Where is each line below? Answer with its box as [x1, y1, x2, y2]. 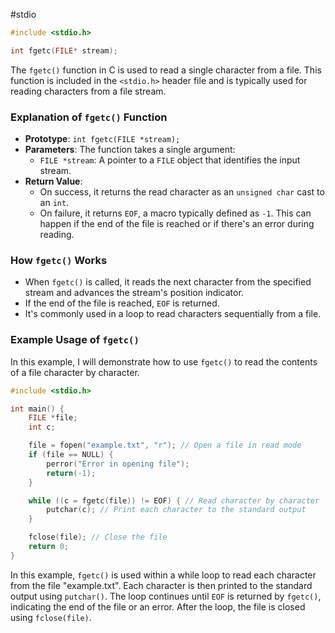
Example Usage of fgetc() [10, 333, 140, 347]
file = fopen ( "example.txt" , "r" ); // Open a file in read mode [28, 440, 302, 451]
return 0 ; [28, 542, 70, 552]
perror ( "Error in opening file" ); [46, 459, 190, 469]
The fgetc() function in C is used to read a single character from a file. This [10, 64, 322, 76]
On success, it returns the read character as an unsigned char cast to [39, 186, 325, 198]
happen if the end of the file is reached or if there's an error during [39, 218, 315, 230]
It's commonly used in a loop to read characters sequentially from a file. [24, 308, 322, 320]
